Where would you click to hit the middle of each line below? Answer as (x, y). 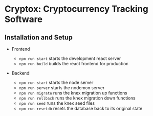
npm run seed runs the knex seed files (57, 103)
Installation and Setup (39, 37)
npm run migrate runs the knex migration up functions (73, 93)
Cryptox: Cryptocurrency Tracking (76, 9)
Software (23, 19)
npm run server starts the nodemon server (62, 88)
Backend (21, 73)
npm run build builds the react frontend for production (74, 64)
